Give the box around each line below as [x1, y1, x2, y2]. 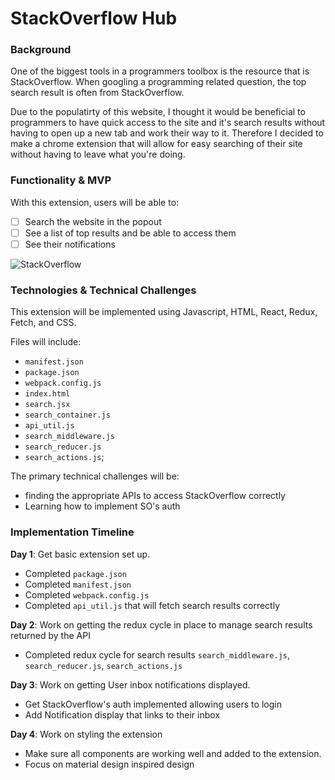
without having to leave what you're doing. [10, 148, 186, 161]
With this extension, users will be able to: [10, 196, 180, 208]
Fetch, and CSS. [10, 317, 77, 329]
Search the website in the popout [24, 215, 162, 227]
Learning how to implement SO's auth [24, 500, 181, 512]
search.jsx [24, 400, 71, 410]
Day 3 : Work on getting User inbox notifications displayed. [10, 678, 251, 691]
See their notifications [24, 238, 116, 250]
